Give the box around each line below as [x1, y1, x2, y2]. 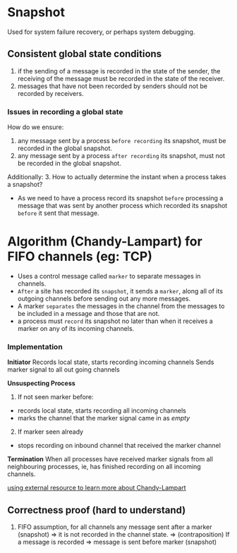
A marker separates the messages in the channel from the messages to [17, 301, 225, 310]
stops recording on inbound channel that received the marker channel [17, 442, 221, 450]
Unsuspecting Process [7, 379, 75, 388]
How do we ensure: [7, 123, 64, 131]
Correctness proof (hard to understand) [7, 504, 186, 516]
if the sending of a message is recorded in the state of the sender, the [17, 66, 221, 75]
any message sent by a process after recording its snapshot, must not [17, 152, 226, 160]
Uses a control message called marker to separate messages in [17, 272, 201, 280]
